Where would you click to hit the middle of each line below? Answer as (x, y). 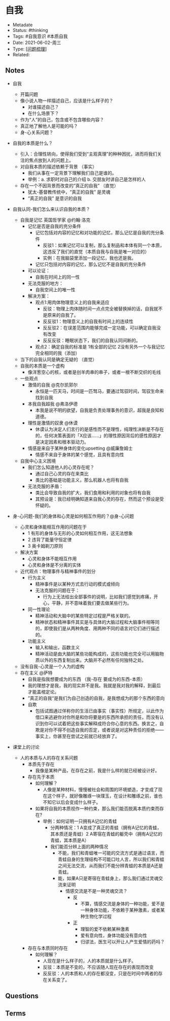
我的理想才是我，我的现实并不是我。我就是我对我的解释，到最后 (94, 685)
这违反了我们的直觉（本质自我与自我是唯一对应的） (96, 251)
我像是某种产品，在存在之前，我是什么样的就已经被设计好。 (97, 770)
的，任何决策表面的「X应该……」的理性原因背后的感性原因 (96, 435)
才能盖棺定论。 (43, 692)
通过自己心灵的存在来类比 (62, 473)
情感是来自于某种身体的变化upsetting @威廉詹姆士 (80, 448)
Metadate (23, 25)
